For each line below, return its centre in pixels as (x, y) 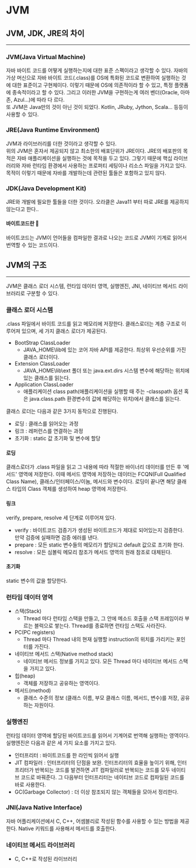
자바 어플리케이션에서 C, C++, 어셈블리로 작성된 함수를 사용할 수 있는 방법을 (92, 821)
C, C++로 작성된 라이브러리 (46, 859)
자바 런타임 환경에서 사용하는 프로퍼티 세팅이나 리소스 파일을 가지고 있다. (104, 165)
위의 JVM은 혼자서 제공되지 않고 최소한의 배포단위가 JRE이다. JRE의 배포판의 (94, 151)
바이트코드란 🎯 (22, 224)
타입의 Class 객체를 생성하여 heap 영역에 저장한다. (70, 489)
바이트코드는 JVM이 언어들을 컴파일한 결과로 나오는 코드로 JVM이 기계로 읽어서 (97, 238)
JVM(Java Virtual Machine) (46, 57)
